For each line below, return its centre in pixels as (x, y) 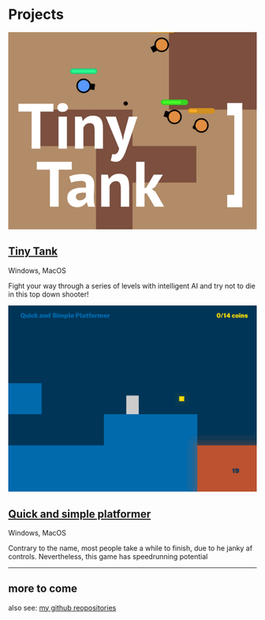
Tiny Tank (33, 251)
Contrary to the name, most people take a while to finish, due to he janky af (131, 548)
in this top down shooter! (49, 294)
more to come (43, 589)
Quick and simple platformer (80, 514)
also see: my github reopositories (62, 607)
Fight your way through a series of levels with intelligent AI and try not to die (132, 286)
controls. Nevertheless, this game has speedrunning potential (108, 556)
